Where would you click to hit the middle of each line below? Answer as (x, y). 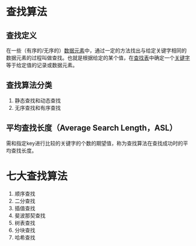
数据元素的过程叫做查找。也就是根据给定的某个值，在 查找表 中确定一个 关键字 (98, 58)
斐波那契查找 (30, 215)
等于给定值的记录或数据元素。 (42, 65)
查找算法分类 (29, 85)
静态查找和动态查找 (38, 101)
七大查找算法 (37, 176)
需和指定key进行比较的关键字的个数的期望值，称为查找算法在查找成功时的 (95, 143)
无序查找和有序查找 (38, 108)
